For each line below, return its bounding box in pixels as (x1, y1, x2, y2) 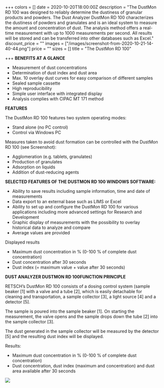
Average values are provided (12, 230, 70, 235)
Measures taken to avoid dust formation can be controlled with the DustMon (5, 139, 158, 145)
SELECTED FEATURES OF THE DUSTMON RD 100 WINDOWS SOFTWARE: (5, 179, 156, 184)
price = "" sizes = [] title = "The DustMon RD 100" (31, 46, 132, 51)
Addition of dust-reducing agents (12, 169, 80, 175)
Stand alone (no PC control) (12, 124, 68, 130)
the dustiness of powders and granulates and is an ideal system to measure (5, 20, 157, 25)
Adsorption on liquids (12, 164, 56, 170)
